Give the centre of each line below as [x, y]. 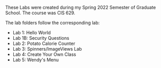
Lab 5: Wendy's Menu [36, 60]
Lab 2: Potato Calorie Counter [44, 43]
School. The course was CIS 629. [40, 13]
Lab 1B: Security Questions [41, 38]
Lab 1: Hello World [32, 32]
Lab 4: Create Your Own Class [44, 54]
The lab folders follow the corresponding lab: [52, 23]
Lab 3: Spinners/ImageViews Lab [47, 49]
